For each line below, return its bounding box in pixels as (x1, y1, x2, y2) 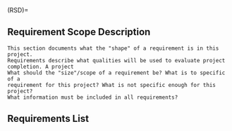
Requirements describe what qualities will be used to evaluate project (7, 57, 226, 64)
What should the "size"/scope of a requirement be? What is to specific (7, 69, 226, 76)
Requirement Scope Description (7, 26, 151, 38)
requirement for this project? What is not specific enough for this (7, 81, 216, 88)
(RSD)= (7, 6, 29, 14)
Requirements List (7, 113, 90, 125)
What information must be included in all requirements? (7, 94, 178, 101)
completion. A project (7, 63, 74, 70)
